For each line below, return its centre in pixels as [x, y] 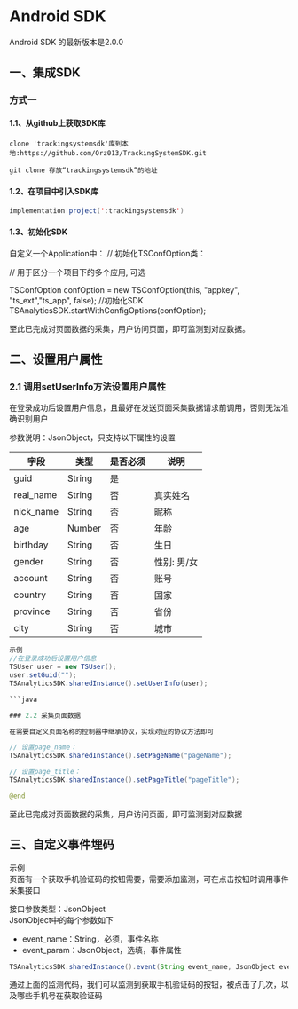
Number [84, 528]
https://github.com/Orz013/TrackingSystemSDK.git [113, 154]
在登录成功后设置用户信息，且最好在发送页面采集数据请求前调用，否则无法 [145, 408]
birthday [31, 545]
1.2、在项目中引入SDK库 [54, 192]
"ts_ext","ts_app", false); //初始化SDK [76, 300]
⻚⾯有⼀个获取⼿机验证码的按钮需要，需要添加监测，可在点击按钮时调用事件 [149, 879]
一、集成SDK [45, 73]
